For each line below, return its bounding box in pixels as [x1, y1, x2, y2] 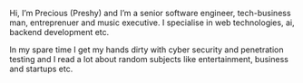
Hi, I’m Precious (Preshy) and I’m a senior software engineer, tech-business [9, 8, 292, 18]
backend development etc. [9, 27, 110, 37]
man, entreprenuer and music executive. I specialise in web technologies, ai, [9, 17, 295, 28]
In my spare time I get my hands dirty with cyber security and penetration [9, 44, 284, 55]
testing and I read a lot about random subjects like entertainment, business [9, 54, 288, 64]
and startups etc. [9, 63, 73, 74]
